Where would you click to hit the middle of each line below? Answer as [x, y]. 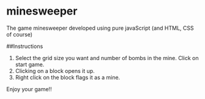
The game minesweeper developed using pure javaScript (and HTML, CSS [100, 28]
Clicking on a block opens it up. [55, 70]
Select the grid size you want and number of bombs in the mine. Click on [107, 58]
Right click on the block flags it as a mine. [68, 77]
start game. [30, 64]
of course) [19, 34]
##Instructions [25, 46]
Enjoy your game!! [29, 89]
